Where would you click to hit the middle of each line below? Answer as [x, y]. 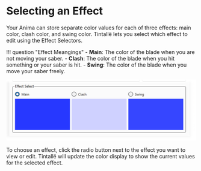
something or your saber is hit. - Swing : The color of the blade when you [97, 65]
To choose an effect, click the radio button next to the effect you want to [96, 150]
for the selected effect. [35, 163]
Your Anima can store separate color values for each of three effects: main [99, 28]
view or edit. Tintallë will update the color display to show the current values [101, 157]
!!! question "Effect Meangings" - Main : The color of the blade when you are [100, 52]
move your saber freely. [36, 71]
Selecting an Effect [55, 11]
